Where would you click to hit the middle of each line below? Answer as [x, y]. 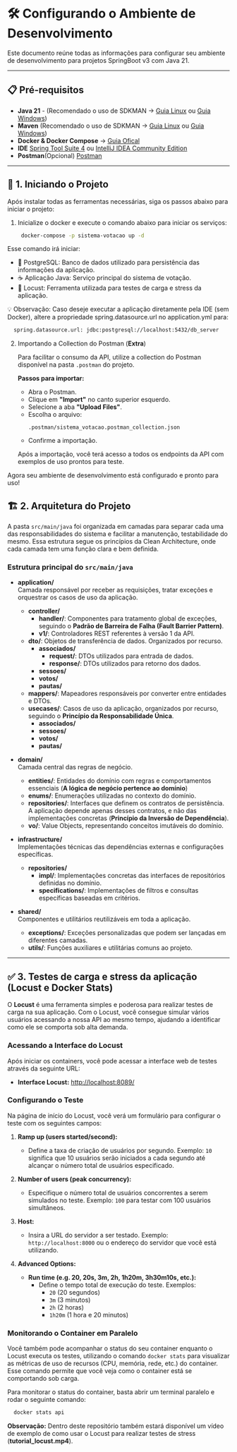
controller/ [44, 611]
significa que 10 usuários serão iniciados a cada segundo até [117, 1158]
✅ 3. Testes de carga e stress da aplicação [102, 976]
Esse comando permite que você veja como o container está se [100, 1371]
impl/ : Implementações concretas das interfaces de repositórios [132, 876]
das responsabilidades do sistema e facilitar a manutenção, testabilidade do [117, 534]
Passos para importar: [51, 379]
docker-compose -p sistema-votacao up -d [83, 236]
